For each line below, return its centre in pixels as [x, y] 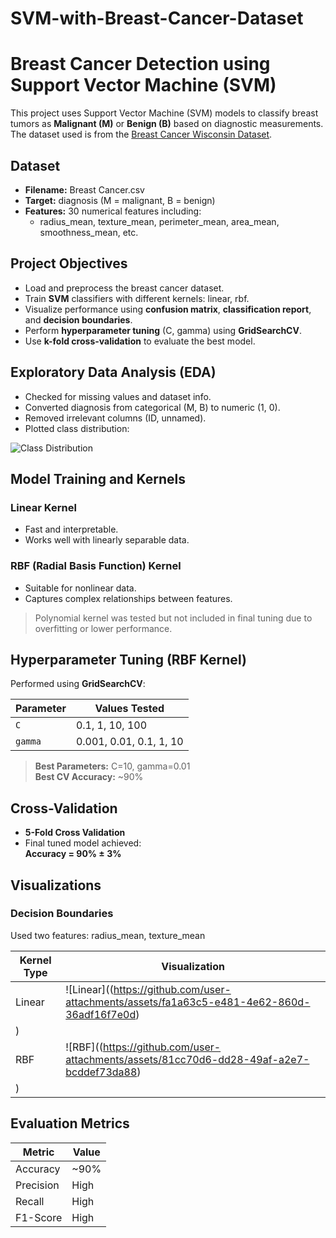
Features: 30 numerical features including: [113, 211]
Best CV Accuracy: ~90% [89, 777]
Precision [37, 1185]
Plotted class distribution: [77, 428]
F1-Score [39, 1217]
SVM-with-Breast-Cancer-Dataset [157, 18]
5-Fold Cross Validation [75, 833]
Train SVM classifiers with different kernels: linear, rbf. [137, 298]
